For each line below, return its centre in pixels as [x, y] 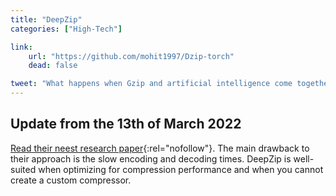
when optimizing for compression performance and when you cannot [181, 169]
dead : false [53, 66]
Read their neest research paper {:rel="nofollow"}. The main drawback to [160, 148]
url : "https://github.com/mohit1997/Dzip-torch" [131, 56]
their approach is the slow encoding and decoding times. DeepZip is [151, 158]
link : [21, 47]
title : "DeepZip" [46, 19]
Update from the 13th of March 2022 [126, 124]
